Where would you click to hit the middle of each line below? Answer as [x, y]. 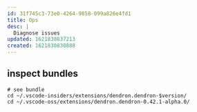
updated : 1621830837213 [41, 39]
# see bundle [26, 90]
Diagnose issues [37, 33]
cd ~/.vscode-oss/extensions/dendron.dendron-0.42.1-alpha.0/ [98, 102]
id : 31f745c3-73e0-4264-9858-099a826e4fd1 [69, 13]
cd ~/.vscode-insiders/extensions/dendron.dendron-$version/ [97, 95]
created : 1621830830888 [41, 46]
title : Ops [23, 20]
